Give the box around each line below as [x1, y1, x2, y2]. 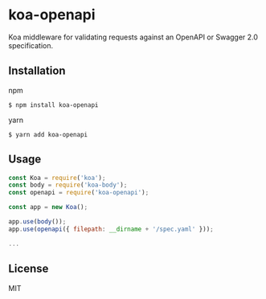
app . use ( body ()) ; [8, 218, 67, 226]
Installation [8, 64, 66, 78]
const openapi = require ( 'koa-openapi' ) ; [8, 189, 149, 197]
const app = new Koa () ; [8, 203, 88, 211]
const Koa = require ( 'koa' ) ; [8, 174, 106, 182]
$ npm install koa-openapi [8, 100, 99, 109]
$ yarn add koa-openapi [8, 130, 88, 138]
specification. [8, 40, 54, 50]
